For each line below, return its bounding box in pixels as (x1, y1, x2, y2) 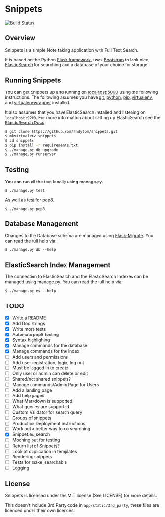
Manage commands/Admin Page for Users (12, 381, 99, 387)
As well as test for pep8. (5, 197, 54, 203)
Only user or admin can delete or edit (12, 370, 88, 376)
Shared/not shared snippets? (12, 376, 71, 382)
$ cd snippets (5, 138, 34, 143)
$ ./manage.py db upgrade (5, 148, 58, 152)
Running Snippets (5, 76, 61, 85)
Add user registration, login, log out (12, 359, 85, 365)
